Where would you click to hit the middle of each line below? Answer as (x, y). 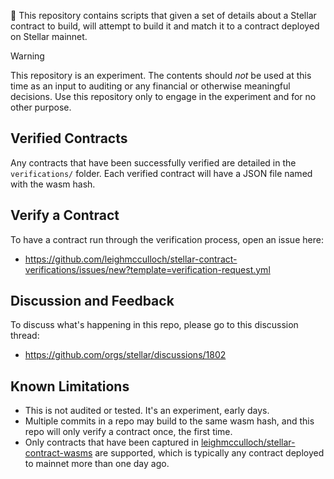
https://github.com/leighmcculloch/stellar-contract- (131, 259)
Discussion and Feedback (92, 301)
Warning (27, 56)
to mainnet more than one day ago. (97, 464)
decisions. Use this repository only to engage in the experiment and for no (163, 96)
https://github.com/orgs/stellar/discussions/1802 (125, 355)
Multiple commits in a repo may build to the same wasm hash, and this (169, 421)
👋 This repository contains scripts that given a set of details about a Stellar (163, 15)
